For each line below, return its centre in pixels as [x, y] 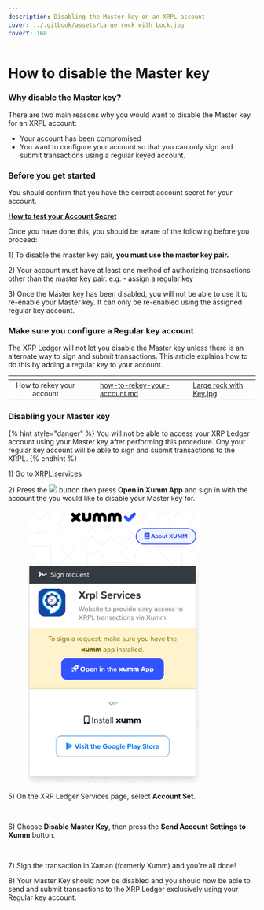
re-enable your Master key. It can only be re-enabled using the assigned [125, 302]
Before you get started [52, 175]
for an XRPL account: [42, 123]
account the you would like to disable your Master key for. [102, 498]
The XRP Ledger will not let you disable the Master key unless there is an [126, 348]
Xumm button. [32, 835]
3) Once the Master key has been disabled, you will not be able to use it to [128, 294]
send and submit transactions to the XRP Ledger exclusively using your [123, 889]
